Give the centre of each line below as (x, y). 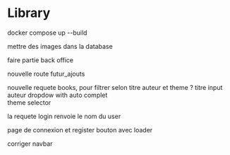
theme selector (29, 102)
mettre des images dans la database (60, 46)
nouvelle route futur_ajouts (46, 74)
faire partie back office (41, 60)
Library (29, 13)
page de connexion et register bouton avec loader (80, 130)
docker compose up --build (47, 33)
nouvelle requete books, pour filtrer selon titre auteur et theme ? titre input (115, 87)
